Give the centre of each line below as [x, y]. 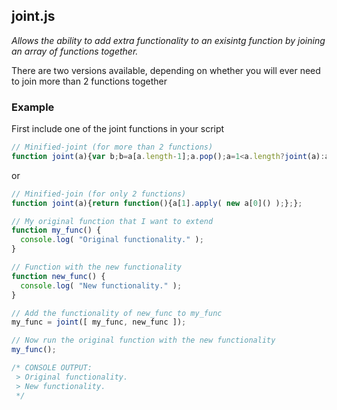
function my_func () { [56, 230]
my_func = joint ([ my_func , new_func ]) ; [99, 322]
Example [33, 107]
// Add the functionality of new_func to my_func [117, 313]
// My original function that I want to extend [112, 221]
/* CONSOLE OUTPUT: [52, 368]
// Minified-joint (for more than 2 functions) [112, 147]
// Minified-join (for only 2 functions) [99, 194]
